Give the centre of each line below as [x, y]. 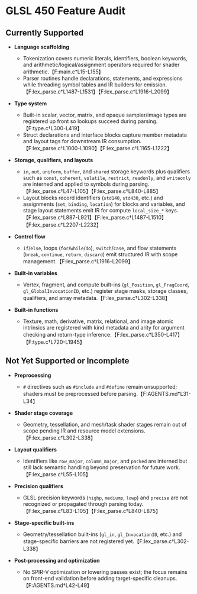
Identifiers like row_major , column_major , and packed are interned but [105, 461]
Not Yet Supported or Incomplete [67, 361]
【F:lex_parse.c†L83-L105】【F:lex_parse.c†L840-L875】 [92, 511]
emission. [155, 85]
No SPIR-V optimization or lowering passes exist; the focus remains [105, 572]
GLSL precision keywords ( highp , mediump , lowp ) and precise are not [105, 498]
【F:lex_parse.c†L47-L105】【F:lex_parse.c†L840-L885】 [92, 191]
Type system [30, 104]
